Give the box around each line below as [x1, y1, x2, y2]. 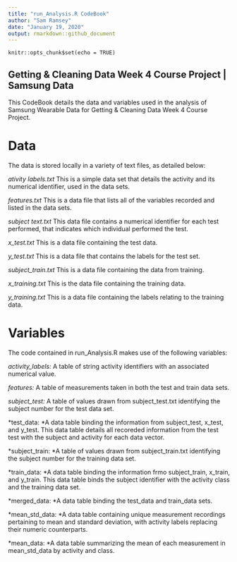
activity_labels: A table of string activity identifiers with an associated [8, 362, 209, 370]
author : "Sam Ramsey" [8, 17, 72, 24]
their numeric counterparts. [8, 525, 88, 533]
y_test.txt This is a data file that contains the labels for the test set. [8, 252, 200, 260]
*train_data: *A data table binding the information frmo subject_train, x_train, [8, 468, 231, 476]
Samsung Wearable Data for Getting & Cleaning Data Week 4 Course [8, 106, 208, 114]
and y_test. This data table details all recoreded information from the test [8, 425, 219, 434]
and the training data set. [8, 482, 81, 491]
